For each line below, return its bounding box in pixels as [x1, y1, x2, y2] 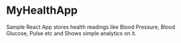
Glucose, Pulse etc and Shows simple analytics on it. [6, 29, 137, 36]
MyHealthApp [6, 4, 78, 17]
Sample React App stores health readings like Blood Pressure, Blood [6, 23, 176, 30]
